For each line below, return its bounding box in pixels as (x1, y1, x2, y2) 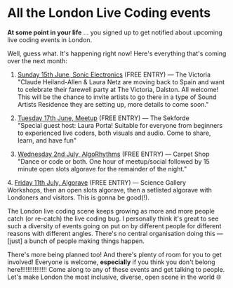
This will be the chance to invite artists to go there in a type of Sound (17, 93, 217, 101)
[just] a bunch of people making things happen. (7, 237, 145, 245)
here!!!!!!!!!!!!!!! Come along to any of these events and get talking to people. (7, 265, 225, 273)
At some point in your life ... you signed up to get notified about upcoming (7, 28, 222, 37)
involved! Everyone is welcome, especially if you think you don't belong (7, 258, 215, 266)
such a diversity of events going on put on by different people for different (7, 221, 222, 230)
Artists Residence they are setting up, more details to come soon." (17, 100, 209, 108)
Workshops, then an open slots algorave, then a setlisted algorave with (7, 185, 213, 194)
